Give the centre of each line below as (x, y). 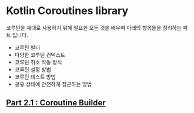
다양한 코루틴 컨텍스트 (40, 54)
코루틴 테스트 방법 (35, 77)
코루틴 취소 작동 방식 (38, 62)
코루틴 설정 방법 (33, 69)
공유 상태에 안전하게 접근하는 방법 (53, 84)
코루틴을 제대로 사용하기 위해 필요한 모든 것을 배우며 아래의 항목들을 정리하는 (94, 28)
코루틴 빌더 (27, 47)
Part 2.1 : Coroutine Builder (56, 103)
